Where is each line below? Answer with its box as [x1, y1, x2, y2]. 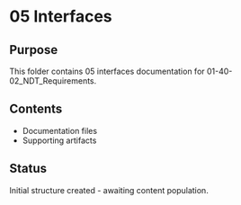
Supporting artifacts [22, 135, 97, 146]
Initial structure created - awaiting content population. [9, 184, 209, 195]
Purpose [9, 42, 58, 58]
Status [9, 161, 48, 176]
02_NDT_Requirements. [9, 76, 97, 86]
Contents [9, 102, 63, 117]
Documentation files [22, 125, 97, 136]
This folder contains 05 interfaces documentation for [9, 66, 205, 76]
